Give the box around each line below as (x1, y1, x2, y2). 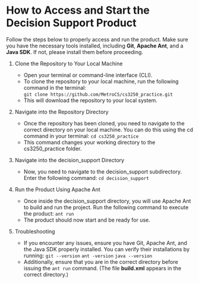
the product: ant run (23, 210, 74, 217)
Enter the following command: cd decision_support (23, 174, 150, 181)
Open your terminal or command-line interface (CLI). (23, 71, 153, 78)
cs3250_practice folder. (23, 145, 82, 152)
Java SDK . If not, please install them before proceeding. (6, 48, 144, 55)
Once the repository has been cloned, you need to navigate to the (23, 119, 185, 127)
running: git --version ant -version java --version (23, 252, 153, 259)
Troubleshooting (14, 228, 55, 235)
